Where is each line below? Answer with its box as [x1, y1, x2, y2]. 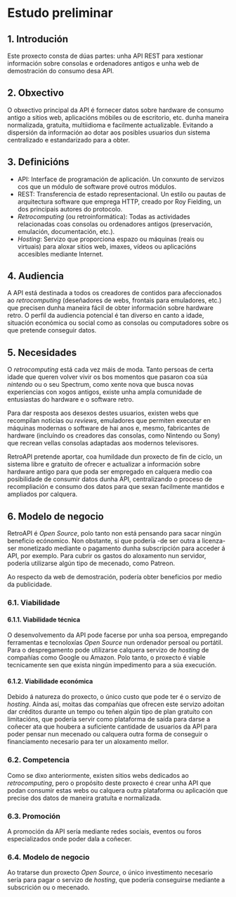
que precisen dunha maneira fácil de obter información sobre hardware [7, 304, 214, 312]
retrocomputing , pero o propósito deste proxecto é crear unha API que [7, 779, 211, 787]
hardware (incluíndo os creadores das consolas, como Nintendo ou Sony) [7, 431, 221, 440]
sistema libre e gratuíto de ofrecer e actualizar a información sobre [7, 460, 201, 469]
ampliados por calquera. [7, 490, 78, 498]
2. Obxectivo [7, 87, 65, 99]
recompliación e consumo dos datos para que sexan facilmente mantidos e [7, 483, 225, 491]
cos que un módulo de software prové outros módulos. [17, 182, 177, 191]
